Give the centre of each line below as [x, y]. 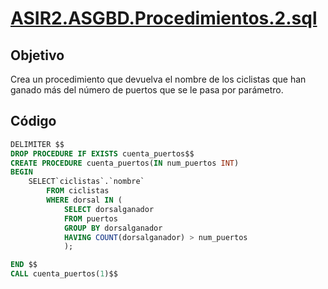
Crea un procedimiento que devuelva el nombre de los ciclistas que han [158, 79]
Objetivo [37, 55]
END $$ [24, 265]
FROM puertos [90, 218]
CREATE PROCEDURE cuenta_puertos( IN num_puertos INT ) [125, 163]
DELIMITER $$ [37, 144]
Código [33, 121]
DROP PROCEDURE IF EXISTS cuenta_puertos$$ [102, 153]
